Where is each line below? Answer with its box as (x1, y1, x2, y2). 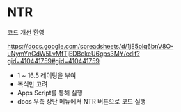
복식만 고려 (17, 79, 48, 88)
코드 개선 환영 (7, 28, 45, 36)
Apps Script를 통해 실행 (17, 88, 84, 97)
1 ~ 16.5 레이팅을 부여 (17, 71, 77, 79)
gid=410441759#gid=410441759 (7, 56, 100, 65)
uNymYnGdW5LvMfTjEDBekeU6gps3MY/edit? (7, 49, 141, 58)
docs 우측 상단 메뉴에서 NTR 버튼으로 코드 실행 (17, 97, 146, 105)
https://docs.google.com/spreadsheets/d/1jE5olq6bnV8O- (7, 42, 174, 50)
